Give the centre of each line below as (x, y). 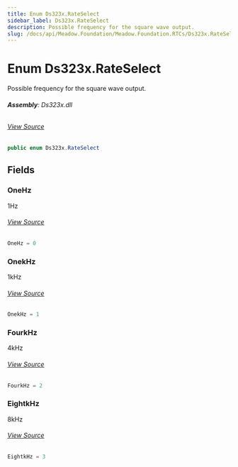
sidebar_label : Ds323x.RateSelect (58, 21)
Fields (21, 170)
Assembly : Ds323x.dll (40, 104)
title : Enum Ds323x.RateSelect (53, 14)
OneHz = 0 (22, 243)
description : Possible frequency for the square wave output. (101, 27)
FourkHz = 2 (25, 385)
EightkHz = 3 (27, 456)
